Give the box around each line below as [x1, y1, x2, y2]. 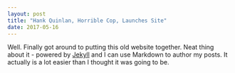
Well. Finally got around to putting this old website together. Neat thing [7, 43, 214, 52]
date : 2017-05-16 [7, 23, 59, 30]
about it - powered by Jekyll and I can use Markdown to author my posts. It [7, 50, 228, 59]
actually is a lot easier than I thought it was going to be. [7, 58, 169, 67]
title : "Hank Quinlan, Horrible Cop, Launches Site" [7, 17, 167, 24]
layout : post [7, 10, 46, 18]
